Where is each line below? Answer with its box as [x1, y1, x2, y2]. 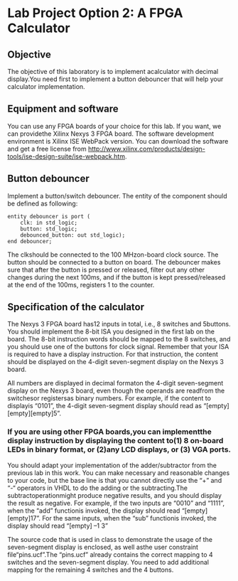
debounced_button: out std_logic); [20, 231, 126, 239]
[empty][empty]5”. [7, 409, 62, 417]
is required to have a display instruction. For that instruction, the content [7, 350, 219, 358]
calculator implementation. [7, 82, 85, 90]
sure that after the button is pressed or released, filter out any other [7, 265, 205, 274]
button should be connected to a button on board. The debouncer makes [7, 257, 221, 266]
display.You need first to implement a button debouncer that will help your [7, 75, 224, 83]
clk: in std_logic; [20, 219, 78, 226]
